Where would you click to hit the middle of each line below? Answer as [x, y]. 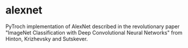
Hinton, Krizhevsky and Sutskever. [47, 39]
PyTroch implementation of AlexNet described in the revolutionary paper [93, 26]
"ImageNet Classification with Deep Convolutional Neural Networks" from [94, 32]
